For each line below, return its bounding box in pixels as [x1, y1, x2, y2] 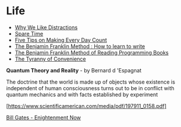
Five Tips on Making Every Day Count [14, 36, 107, 43]
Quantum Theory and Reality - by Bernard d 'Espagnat [6, 66, 142, 74]
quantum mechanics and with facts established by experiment [6, 91, 158, 98]
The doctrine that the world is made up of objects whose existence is [6, 78, 176, 85]
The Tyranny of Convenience [14, 55, 86, 62]
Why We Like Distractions [14, 24, 78, 31]
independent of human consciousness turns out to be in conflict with [6, 84, 175, 91]
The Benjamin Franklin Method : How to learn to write [14, 43, 145, 50]
